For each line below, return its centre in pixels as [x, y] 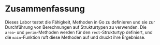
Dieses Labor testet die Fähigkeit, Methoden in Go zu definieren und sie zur [80, 22]
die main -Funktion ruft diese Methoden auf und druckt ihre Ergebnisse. [75, 37]
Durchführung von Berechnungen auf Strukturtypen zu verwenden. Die [76, 27]
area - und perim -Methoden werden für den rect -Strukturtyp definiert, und [79, 32]
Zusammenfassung [45, 9]
